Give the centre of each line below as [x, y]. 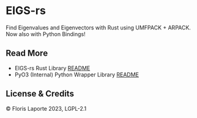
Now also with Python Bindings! [46, 34]
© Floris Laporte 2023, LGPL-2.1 [46, 108]
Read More [27, 53]
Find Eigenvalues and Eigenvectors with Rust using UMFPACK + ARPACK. [98, 28]
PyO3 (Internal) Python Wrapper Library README [76, 75]
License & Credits [40, 94]
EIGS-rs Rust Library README [52, 68]
